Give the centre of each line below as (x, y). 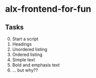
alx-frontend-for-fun (48, 9)
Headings (22, 44)
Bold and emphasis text (36, 65)
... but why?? (25, 70)
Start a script (25, 39)
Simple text (24, 60)
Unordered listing (30, 49)
